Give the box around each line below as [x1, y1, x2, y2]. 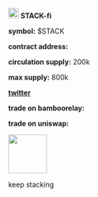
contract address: [8, 42, 69, 51]
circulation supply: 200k [8, 57, 90, 67]
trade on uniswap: [8, 119, 70, 128]
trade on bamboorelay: [8, 103, 85, 113]
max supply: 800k [8, 72, 69, 82]
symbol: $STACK [8, 26, 65, 36]
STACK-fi [20, 11, 52, 20]
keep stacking [8, 180, 55, 189]
